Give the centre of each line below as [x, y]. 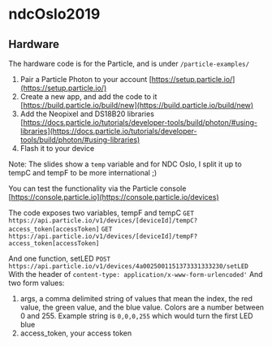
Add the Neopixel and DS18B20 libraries [87, 114]
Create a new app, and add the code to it [89, 97]
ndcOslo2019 [54, 14]
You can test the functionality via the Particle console [97, 188]
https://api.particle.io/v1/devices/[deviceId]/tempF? [103, 236]
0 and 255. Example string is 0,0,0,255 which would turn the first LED [136, 316]
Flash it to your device [57, 148]
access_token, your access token [76, 333]
